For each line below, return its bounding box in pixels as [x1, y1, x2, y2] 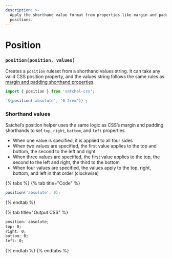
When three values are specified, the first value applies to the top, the [12, 154, 160, 160]
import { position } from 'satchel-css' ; [5, 88, 95, 94]
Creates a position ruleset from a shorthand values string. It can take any [5, 68, 161, 74]
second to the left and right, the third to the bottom [12, 159, 120, 165]
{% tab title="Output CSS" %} [5, 209, 68, 215]
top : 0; [5, 224, 22, 229]
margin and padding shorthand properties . [5, 79, 95, 85]
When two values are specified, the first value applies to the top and [12, 142, 157, 149]
